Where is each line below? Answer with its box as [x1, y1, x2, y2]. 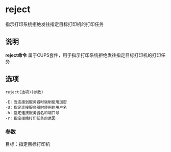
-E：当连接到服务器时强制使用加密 [5, 99, 67, 105]
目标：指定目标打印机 [5, 141, 50, 147]
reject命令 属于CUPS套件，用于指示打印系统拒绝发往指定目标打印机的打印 [5, 52, 161, 58]
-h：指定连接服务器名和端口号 [5, 110, 60, 115]
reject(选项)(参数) [5, 89, 44, 95]
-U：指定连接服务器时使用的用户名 [5, 105, 67, 110]
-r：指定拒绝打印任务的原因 [5, 116, 56, 121]
